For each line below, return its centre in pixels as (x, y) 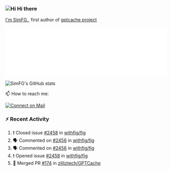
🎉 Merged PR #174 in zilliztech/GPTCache (57, 163)
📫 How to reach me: (27, 94)
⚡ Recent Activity (27, 119)
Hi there (27, 9)
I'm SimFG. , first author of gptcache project (51, 20)
